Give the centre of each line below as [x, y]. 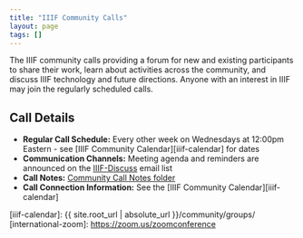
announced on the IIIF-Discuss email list [98, 168]
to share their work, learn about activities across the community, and [137, 70]
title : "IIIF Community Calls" [68, 18]
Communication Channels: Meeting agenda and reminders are [141, 158]
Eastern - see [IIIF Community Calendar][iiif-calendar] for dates [141, 149]
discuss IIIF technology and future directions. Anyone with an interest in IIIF [150, 80]
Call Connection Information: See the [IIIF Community [124, 187]
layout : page [34, 26]
